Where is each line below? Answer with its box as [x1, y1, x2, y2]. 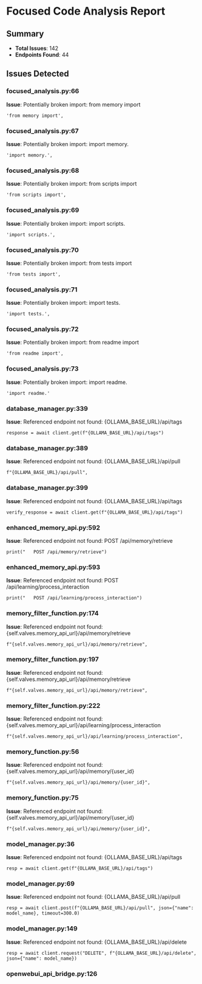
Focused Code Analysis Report [6, 4, 166, 18]
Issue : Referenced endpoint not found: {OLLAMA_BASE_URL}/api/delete [6, 938, 187, 946]
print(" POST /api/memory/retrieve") [6, 549, 107, 555]
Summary [6, 29, 44, 39]
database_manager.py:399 [6, 484, 89, 492]
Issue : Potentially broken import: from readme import [6, 339, 140, 346]
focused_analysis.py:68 [6, 166, 79, 175]
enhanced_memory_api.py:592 [6, 523, 101, 532]
